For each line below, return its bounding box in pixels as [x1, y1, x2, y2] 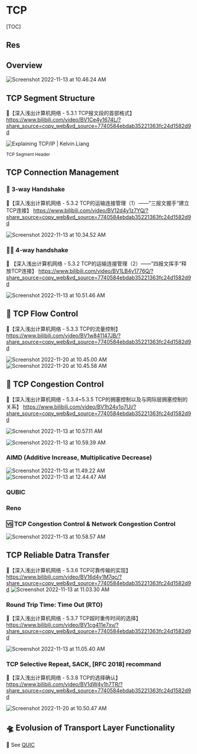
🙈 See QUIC [6, 742, 35, 749]
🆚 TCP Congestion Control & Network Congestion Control [6, 520, 176, 528]
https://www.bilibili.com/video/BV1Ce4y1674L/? [6, 116, 122, 123]
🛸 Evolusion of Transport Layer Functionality [6, 723, 175, 733]
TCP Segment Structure [6, 93, 95, 103]
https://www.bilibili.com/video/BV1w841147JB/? [6, 332, 121, 339]
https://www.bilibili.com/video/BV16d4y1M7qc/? [6, 573, 122, 580]
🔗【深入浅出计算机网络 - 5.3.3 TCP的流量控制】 [6, 325, 121, 332]
